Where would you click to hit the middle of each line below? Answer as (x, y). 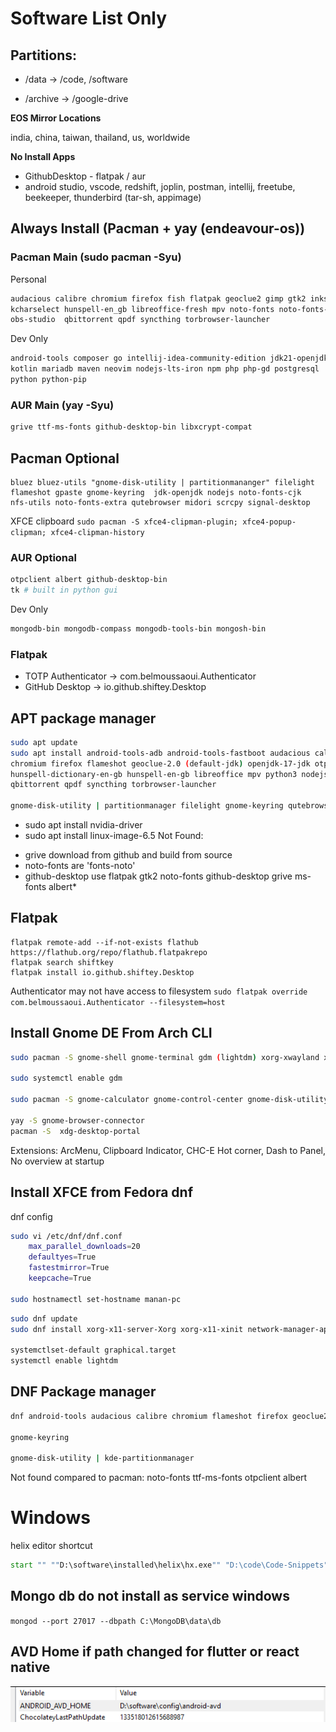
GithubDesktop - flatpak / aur (85, 176)
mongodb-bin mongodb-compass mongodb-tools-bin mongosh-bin (138, 628)
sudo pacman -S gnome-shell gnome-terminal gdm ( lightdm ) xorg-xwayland (165, 1057)
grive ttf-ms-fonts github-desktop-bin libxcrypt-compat (131, 427)
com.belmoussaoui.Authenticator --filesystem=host (118, 1002)
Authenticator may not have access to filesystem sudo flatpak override (159, 991)
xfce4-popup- (269, 522)
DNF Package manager (83, 1392)
